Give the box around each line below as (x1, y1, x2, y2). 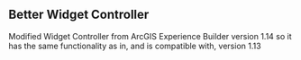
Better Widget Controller (8, 7, 150, 22)
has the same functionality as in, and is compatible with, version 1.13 (8, 40, 262, 51)
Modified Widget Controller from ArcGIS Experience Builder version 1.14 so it (8, 30, 292, 41)
